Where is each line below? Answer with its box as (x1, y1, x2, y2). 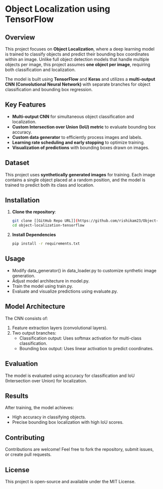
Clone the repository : (12, 209, 56, 215)
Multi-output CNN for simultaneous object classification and (12, 113, 134, 119)
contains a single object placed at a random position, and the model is (5, 177, 145, 183)
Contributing (5, 433, 45, 442)
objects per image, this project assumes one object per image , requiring (5, 62, 151, 67)
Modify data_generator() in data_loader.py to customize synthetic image (12, 267, 157, 273)
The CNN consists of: (5, 315, 48, 321)
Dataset (5, 159, 30, 167)
